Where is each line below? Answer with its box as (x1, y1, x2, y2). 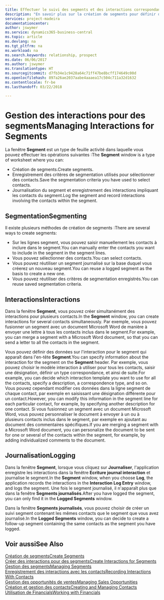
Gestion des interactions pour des (5, 110, 145, 121)
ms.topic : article (5, 35, 42, 40)
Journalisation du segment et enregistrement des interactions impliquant (12, 187, 159, 193)
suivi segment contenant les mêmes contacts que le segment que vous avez (5, 510, 159, 516)
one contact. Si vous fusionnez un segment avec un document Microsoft (5, 406, 151, 412)
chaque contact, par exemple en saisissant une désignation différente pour (5, 391, 156, 397)
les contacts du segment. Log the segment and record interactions (12, 193, 145, 199)
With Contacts (5, 574, 34, 579)
